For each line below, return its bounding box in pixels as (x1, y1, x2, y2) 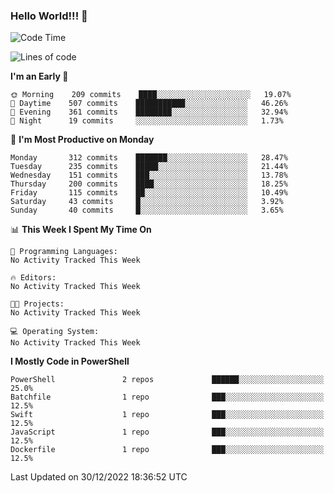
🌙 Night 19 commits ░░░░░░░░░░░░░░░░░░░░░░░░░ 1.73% (10, 116, 284, 126)
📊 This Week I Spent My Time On (10, 224, 152, 236)
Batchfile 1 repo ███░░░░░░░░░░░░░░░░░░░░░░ (10, 392, 325, 403)
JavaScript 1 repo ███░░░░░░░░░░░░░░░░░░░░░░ (10, 427, 325, 438)
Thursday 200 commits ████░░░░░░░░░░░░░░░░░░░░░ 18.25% (10, 179, 288, 189)
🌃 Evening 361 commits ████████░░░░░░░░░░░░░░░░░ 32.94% (10, 107, 288, 118)
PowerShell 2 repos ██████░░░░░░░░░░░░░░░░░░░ (10, 375, 325, 385)
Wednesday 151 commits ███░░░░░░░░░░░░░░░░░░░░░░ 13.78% (10, 170, 288, 181)
